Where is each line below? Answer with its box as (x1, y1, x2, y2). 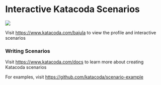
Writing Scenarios (5, 47, 50, 54)
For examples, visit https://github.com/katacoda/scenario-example (5, 74, 143, 80)
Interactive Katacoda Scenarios (5, 4, 140, 15)
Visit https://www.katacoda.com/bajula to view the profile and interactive (5, 29, 156, 36)
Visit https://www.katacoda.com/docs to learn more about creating (5, 59, 144, 65)
